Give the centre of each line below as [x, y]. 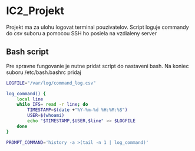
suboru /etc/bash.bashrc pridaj [44, 72]
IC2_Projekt [35, 11]
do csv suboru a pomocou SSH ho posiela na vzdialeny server [82, 33]
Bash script [27, 52]
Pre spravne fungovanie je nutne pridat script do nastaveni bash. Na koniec [97, 66]
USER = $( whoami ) [46, 116]
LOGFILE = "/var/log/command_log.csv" [51, 83]
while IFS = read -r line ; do [52, 105]
